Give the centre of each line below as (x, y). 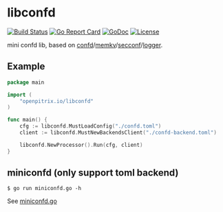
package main (26, 82)
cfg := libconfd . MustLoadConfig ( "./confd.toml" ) (91, 126)
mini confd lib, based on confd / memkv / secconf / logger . (85, 45)
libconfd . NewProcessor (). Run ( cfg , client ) (81, 145)
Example (26, 67)
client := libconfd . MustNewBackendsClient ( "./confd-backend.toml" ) (118, 132)
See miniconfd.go (32, 201)
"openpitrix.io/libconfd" (57, 101)
